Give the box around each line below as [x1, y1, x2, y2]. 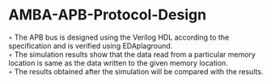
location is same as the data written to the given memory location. [8, 58, 228, 68]
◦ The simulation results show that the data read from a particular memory [8, 49, 256, 59]
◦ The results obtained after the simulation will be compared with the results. [8, 66, 264, 76]
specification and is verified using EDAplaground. [8, 40, 173, 50]
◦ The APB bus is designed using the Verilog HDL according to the [8, 32, 230, 42]
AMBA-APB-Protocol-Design [8, 6, 207, 24]
